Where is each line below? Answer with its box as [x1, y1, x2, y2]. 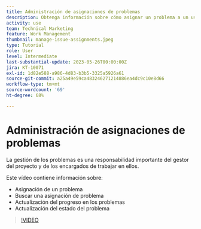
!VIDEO [20, 216, 39, 224]
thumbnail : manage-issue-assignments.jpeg [6, 37, 114, 43]
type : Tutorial [6, 43, 44, 49]
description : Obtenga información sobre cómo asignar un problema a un [6, 14, 188, 20]
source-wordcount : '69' [6, 87, 66, 93]
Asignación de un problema [14, 185, 83, 192]
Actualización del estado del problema [14, 204, 109, 212]
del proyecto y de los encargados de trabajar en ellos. [6, 162, 139, 170]
